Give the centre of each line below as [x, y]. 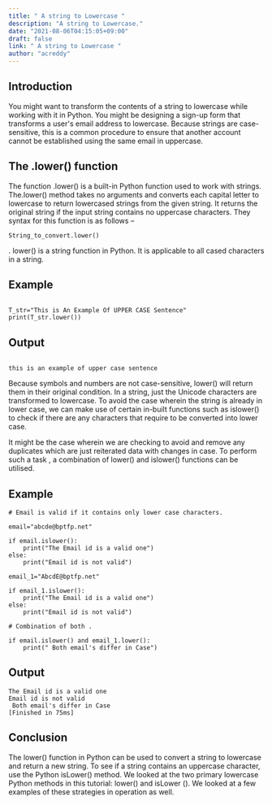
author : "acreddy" [39, 54]
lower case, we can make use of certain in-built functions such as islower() [134, 409]
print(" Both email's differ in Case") [91, 648]
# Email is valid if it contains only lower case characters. [116, 513]
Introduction [41, 87]
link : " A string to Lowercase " [65, 46]
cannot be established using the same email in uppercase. [106, 141]
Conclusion [38, 738]
